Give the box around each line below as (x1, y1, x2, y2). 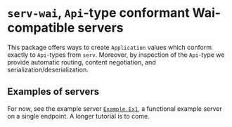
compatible (7, 20, 75, 36)
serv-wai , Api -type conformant (7, 5, 190, 21)
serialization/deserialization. (7, 65, 89, 74)
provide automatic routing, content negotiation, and (7, 58, 156, 66)
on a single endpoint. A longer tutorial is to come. (7, 112, 150, 120)
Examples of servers (7, 86, 100, 98)
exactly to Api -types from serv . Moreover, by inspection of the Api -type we (7, 51, 225, 59)
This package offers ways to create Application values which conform (7, 43, 212, 51)
